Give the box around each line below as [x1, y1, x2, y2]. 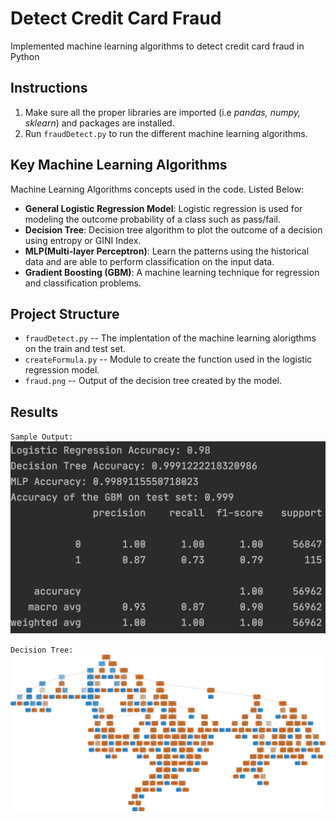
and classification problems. [24, 277, 142, 289]
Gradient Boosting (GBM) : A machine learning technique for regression [24, 266, 320, 278]
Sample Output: [10, 432, 74, 442]
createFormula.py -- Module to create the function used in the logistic [24, 353, 313, 366]
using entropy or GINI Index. [24, 234, 142, 246]
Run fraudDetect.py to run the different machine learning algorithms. [24, 127, 308, 139]
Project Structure [10, 305, 120, 322]
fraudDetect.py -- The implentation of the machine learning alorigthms [24, 332, 317, 344]
